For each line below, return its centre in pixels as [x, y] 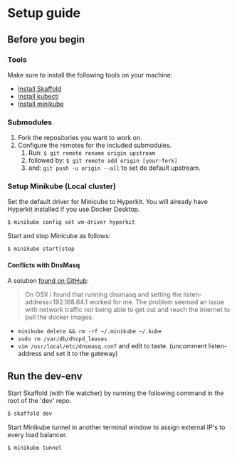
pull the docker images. [59, 317]
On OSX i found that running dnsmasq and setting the [103, 295]
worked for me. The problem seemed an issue [156, 302]
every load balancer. [37, 435]
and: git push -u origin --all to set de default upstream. [114, 168]
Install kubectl [38, 96]
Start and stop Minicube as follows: [59, 236]
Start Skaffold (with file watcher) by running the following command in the [116, 393]
